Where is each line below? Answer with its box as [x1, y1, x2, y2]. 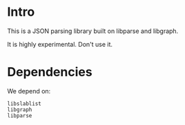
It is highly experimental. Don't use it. [7, 40, 113, 48]
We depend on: [7, 87, 51, 95]
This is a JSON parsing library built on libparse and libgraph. [7, 27, 179, 35]
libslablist [7, 100, 41, 107]
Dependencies [7, 65, 92, 80]
